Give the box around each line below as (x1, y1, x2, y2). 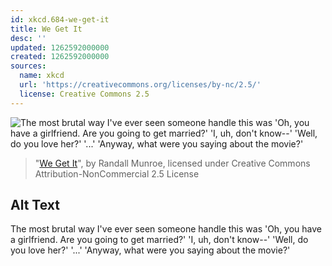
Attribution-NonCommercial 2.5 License (34, 167, 200, 180)
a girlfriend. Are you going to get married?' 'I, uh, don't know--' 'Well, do (10, 234, 309, 246)
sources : (10, 61, 47, 71)
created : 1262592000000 (10, 52, 110, 62)
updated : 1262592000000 (10, 42, 110, 53)
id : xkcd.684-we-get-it (10, 14, 110, 25)
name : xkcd (19, 71, 65, 81)
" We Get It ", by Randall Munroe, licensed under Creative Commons (34, 157, 311, 169)
